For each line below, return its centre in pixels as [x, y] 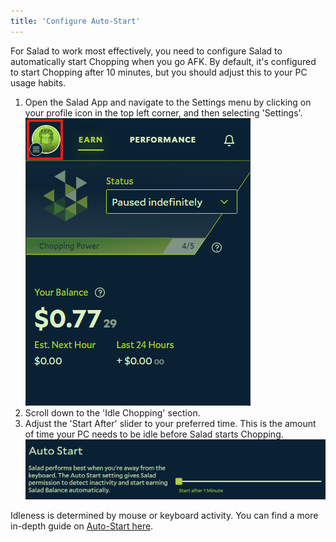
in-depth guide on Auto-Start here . [82, 526]
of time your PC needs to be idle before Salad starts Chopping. [154, 434]
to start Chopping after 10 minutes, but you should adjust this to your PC [159, 72]
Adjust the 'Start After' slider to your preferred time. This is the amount [170, 423]
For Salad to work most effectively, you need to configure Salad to [146, 51]
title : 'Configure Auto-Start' [75, 21]
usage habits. [38, 82]
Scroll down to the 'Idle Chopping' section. [112, 412]
